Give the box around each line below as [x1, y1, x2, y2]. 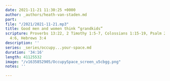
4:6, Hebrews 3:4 [10, 36, 47, 41]
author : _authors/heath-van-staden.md [5, 12, 87, 17]
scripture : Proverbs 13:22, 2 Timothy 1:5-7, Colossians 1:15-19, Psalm [5, 31, 162, 36]
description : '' [5, 40, 39, 46]
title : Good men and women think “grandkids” [5, 26, 103, 31]
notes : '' [5, 64, 26, 69]
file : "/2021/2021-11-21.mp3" [5, 21, 69, 27]
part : [5, 17, 17, 22]
